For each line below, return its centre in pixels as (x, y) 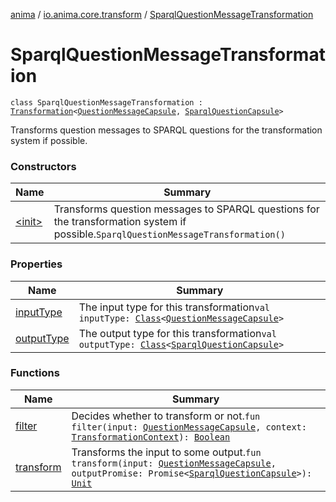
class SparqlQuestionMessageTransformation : (106, 102)
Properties (36, 264)
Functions (35, 373)
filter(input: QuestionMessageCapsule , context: (189, 427)
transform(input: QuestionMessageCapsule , (174, 463)
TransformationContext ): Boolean (151, 437)
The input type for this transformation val (174, 307)
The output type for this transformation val (177, 333)
